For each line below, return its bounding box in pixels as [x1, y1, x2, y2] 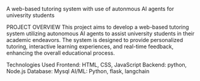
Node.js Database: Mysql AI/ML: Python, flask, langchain [6, 68, 150, 75]
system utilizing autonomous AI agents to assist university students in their [6, 30, 194, 37]
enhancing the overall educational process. [6, 49, 115, 57]
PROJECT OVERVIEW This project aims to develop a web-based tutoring [6, 24, 190, 30]
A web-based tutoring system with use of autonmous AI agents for [6, 5, 174, 12]
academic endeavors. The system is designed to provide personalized [6, 37, 183, 43]
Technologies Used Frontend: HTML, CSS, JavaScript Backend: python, [6, 61, 187, 68]
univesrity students [6, 12, 55, 19]
